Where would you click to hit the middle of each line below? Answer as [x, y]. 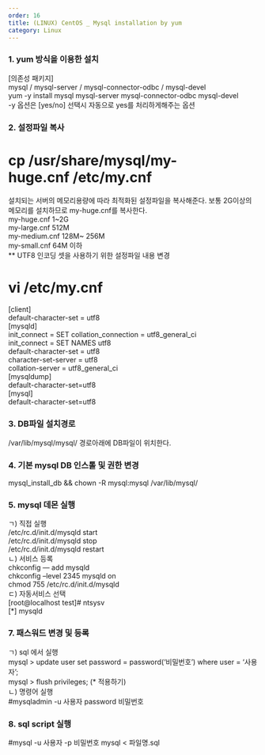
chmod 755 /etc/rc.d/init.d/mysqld [64, 584]
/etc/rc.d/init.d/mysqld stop [53, 541]
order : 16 [25, 15]
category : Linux [35, 30]
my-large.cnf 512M [39, 227]
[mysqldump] [30, 377]
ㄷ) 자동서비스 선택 [37, 594]
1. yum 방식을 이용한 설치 [53, 59]
